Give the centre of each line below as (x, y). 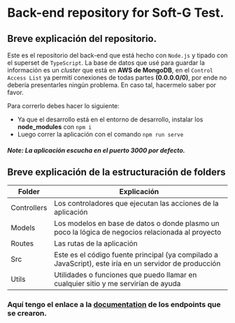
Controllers (29, 208)
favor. (16, 92)
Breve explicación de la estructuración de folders (116, 172)
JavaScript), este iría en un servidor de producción (137, 264)
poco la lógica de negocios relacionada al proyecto (137, 232)
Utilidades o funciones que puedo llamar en (125, 275)
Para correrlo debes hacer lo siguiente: (64, 106)
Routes (22, 243)
